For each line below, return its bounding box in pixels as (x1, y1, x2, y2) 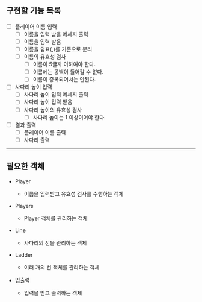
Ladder (14, 251, 33, 258)
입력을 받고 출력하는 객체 (23, 289, 82, 297)
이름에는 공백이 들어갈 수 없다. (32, 68, 104, 75)
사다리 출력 (23, 136, 50, 143)
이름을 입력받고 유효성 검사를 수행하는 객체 (23, 190, 124, 197)
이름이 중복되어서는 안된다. (32, 76, 96, 83)
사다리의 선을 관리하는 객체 (23, 239, 87, 246)
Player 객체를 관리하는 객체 (23, 215, 88, 222)
